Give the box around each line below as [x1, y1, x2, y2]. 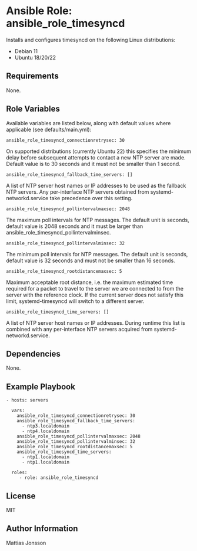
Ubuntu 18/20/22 [14, 54, 56, 61]
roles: [11, 470, 28, 476]
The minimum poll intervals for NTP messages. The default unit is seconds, [6, 250, 188, 257]
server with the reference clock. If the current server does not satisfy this [6, 291, 184, 298]
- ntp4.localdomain [21, 428, 69, 435]
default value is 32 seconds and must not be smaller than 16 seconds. [6, 257, 175, 264]
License [6, 491, 36, 501]
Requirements [6, 71, 59, 81]
